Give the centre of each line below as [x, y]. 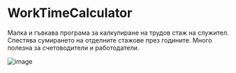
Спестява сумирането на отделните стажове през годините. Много [110, 40]
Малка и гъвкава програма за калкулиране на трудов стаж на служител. [118, 33]
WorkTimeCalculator [70, 13]
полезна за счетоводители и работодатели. [74, 47]
